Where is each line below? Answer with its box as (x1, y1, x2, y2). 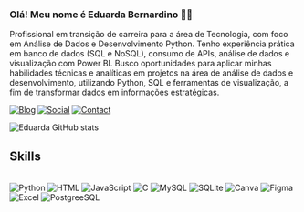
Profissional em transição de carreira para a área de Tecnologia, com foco (9, 29, 288, 40)
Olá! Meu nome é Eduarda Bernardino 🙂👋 (9, 8, 194, 21)
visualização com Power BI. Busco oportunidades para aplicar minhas (9, 58, 272, 69)
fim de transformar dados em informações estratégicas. (9, 86, 220, 98)
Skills (9, 148, 41, 164)
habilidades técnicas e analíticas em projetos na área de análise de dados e (9, 67, 294, 78)
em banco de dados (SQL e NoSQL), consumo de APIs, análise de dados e (9, 48, 290, 59)
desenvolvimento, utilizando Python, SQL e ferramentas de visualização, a (9, 77, 289, 88)
